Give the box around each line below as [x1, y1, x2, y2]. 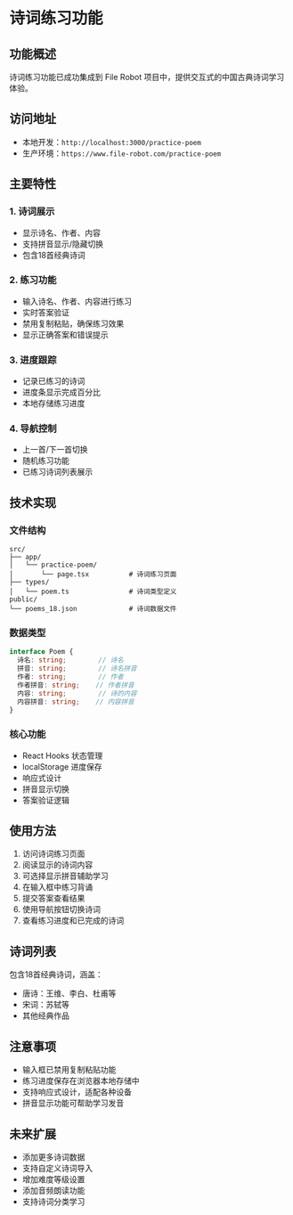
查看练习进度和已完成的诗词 [21, 915, 125, 926]
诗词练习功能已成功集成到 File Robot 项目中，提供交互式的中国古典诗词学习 [9, 72, 285, 82]
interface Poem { [9, 648, 74, 656]
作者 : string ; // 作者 [17, 673, 125, 681]
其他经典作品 [21, 1010, 69, 1021]
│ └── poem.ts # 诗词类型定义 [9, 587, 177, 597]
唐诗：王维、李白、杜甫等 [21, 988, 117, 999]
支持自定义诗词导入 [21, 1162, 94, 1173]
